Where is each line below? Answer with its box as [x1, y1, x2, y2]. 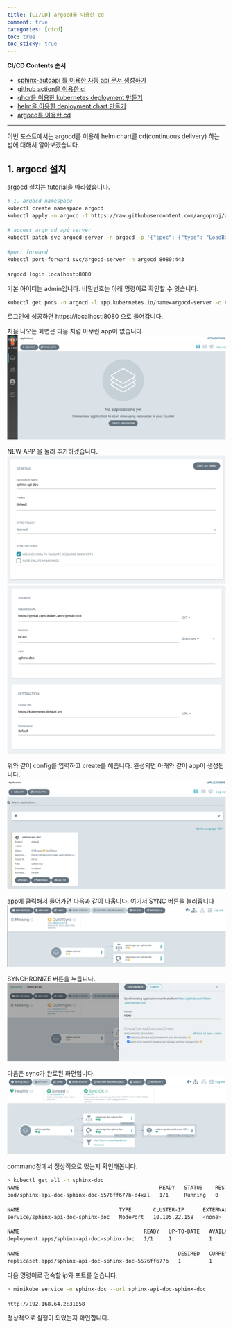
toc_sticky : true [7, 40, 58, 48]
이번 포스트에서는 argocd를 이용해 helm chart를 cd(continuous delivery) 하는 [7, 132, 220, 140]
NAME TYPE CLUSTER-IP [7, 1206, 185, 1213]
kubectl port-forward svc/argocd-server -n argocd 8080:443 [7, 256, 185, 263]
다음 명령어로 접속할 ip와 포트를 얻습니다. [7, 1271, 118, 1279]
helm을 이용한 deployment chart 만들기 [17, 102, 126, 110]
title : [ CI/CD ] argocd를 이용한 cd [7, 11, 104, 18]
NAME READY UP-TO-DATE [7, 1228, 200, 1236]
